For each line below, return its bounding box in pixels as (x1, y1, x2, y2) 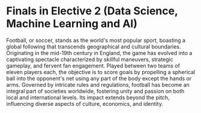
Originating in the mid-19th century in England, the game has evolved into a (6, 49, 193, 56)
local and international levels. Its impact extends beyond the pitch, (6, 94, 170, 101)
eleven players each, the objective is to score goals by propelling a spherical (6, 68, 196, 75)
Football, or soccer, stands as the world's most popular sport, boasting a (6, 36, 186, 44)
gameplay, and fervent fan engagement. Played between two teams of (6, 62, 180, 69)
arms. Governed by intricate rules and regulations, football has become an (6, 81, 190, 88)
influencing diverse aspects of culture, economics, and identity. (6, 100, 164, 107)
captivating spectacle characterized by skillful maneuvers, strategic (6, 56, 173, 63)
